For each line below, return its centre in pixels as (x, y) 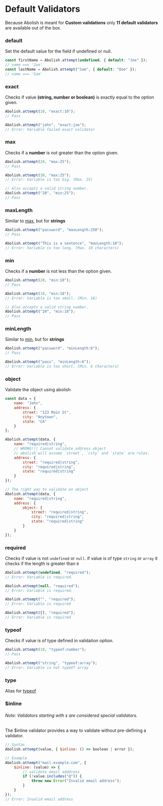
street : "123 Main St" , (47, 412)
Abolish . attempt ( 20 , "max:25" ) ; (38, 161)
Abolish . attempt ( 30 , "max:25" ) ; (38, 175)
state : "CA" (35, 421)
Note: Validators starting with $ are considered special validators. (71, 715)
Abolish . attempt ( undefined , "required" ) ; (48, 572)
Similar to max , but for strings (35, 221)
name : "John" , (28, 403)
